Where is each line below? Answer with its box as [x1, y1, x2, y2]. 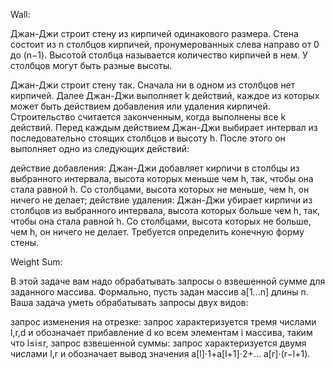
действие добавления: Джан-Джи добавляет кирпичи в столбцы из [10, 162, 300, 174]
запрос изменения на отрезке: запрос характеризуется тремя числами [10, 316, 317, 328]
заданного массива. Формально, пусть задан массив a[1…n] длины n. [10, 286, 309, 298]
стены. [10, 237, 40, 248]
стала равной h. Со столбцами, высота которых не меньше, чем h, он [10, 184, 310, 195]
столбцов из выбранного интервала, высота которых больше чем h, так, [10, 205, 321, 216]
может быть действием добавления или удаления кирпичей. [10, 100, 271, 112]
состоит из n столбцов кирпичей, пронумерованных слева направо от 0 [10, 39, 320, 50]
